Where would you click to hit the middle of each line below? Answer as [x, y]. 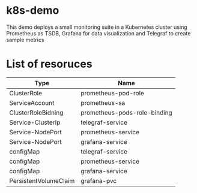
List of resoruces [49, 64]
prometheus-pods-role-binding [126, 113]
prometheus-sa [103, 102]
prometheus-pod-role [113, 93]
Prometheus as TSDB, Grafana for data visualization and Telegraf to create [98, 33]
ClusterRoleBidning [36, 113]
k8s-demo [33, 10]
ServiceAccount [32, 102]
